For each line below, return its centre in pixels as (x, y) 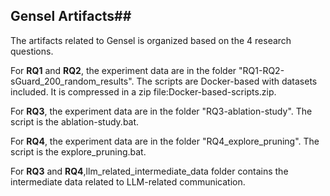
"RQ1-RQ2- (261, 70)
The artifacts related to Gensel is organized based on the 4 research (151, 40)
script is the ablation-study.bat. (75, 121)
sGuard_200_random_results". (72, 81)
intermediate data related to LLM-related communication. (128, 181)
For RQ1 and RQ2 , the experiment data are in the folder (123, 70)
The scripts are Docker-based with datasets (227, 81)
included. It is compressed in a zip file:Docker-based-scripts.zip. (143, 91)
